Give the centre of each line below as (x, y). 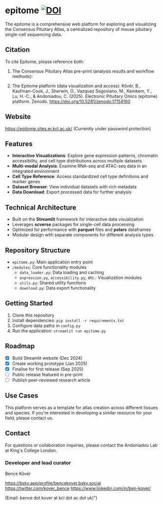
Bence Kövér (18, 473)
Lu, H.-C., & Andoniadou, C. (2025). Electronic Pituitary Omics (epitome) (85, 96)
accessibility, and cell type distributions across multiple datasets (77, 161)
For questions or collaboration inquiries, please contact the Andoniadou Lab (81, 445)
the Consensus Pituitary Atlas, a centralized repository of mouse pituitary (79, 29)
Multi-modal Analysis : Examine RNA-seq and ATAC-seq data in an (80, 166)
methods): (22, 76)
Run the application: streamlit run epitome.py (59, 331)
